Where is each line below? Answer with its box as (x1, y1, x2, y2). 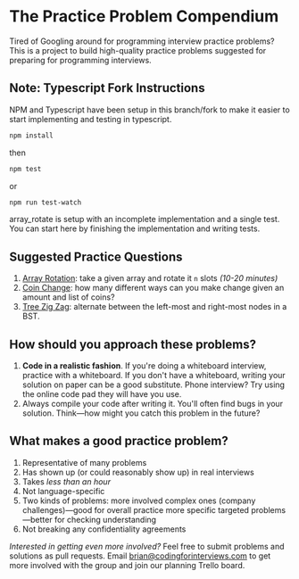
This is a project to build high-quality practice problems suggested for (9, 45, 267, 55)
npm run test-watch (9, 198, 82, 207)
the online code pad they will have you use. (21, 389, 182, 399)
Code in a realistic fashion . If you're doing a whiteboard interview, (21, 360, 267, 371)
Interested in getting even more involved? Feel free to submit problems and (9, 541, 285, 551)
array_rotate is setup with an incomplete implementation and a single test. (9, 214, 280, 225)
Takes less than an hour (21, 476, 112, 487)
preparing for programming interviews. (9, 54, 152, 65)
